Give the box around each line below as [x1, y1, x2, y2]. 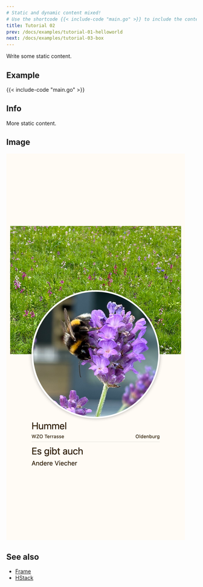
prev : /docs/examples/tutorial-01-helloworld [6, 29, 123, 35]
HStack [14, 574, 34, 582]
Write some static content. [6, 53, 72, 60]
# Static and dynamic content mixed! [6, 10, 101, 16]
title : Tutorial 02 [6, 22, 56, 28]
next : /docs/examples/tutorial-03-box [6, 35, 104, 42]
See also [6, 551, 39, 562]
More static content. [6, 120, 57, 127]
